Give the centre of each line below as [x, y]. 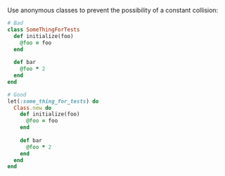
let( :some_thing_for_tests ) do [53, 101]
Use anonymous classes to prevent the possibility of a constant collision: [113, 10]
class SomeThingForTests [44, 30]
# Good [17, 94]
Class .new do [33, 108]
